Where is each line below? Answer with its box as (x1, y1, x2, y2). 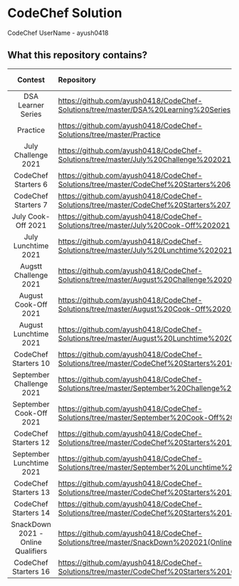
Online (20, 537, 43, 547)
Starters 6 (14, 179, 48, 189)
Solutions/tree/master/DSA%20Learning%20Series (58, 105, 231, 115)
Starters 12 (11, 437, 51, 447)
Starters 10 (11, 358, 51, 368)
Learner (17, 100, 45, 110)
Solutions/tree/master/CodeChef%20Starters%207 (58, 199, 231, 209)
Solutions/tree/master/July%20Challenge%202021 (58, 155, 231, 164)
